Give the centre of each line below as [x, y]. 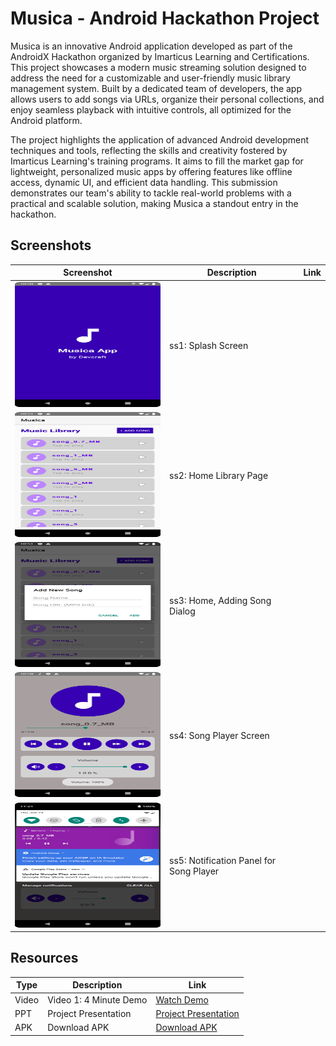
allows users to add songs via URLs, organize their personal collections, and [167, 99]
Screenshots [51, 245]
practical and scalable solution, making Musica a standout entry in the [154, 203]
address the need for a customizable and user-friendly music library [150, 78]
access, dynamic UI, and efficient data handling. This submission [144, 182]
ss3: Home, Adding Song [220, 600]
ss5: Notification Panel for [223, 860]
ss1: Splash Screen [209, 345]
